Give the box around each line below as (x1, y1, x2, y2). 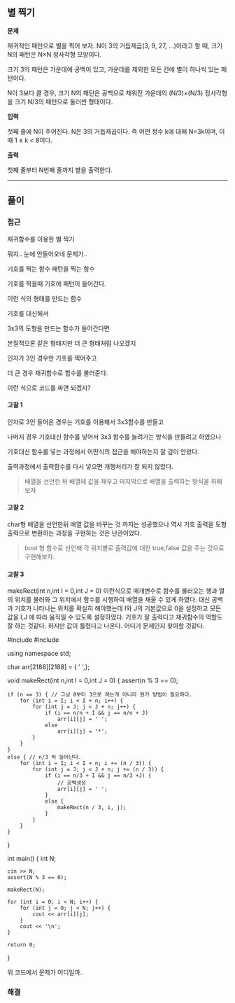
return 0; (7, 941, 36, 948)
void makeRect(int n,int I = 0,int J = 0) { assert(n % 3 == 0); (7, 676, 178, 685)
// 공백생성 (57, 780, 86, 787)
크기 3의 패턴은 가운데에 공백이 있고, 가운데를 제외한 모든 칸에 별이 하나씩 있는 (7, 65, 220, 73)
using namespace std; (7, 650, 71, 658)
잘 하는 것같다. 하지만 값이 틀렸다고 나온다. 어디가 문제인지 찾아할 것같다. (7, 622, 205, 630)
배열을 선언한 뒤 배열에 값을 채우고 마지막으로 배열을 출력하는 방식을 (24, 477, 210, 485)
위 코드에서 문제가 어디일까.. (7, 968, 84, 976)
